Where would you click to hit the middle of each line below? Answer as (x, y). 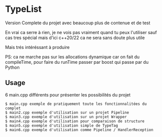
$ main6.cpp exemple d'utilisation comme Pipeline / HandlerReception (79, 130)
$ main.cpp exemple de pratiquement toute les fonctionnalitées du (76, 104)
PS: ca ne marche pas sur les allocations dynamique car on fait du (72, 57)
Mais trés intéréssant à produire (38, 47)
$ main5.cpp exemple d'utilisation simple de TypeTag (62, 125)
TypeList (23, 9)
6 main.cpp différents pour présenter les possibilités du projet (68, 94)
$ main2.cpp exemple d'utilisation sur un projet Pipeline (67, 112)
